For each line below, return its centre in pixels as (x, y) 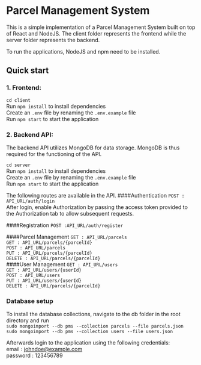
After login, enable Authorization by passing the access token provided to (97, 207)
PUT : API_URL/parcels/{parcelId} (49, 253)
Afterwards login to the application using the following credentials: (88, 343)
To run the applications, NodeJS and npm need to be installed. (83, 51)
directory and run (28, 320)
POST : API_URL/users (33, 275)
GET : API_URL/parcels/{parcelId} (49, 242)
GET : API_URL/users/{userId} (44, 270)
